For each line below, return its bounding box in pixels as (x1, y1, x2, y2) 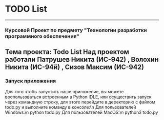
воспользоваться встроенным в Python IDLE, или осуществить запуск (5, 94, 152, 100)
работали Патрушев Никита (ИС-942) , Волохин (5, 55, 159, 64)
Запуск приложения (5, 78, 56, 85)
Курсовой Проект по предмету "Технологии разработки (5, 27, 147, 34)
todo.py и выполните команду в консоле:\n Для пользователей (5, 104, 137, 110)
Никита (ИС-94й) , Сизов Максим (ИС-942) (5, 63, 144, 71)
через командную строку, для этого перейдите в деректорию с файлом (5, 99, 156, 105)
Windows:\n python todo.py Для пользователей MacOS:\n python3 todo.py (5, 109, 158, 115)
